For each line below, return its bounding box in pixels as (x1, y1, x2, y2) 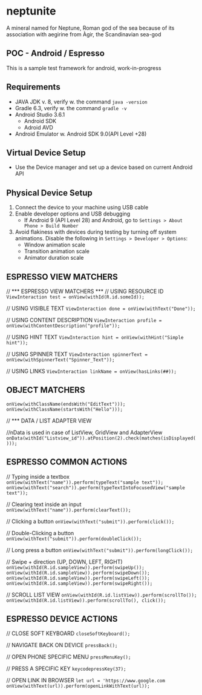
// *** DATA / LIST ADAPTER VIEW (6, 417, 92, 424)
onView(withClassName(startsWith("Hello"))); (6, 406, 123, 412)
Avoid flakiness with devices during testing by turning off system (15, 228, 177, 236)
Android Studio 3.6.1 (15, 111, 65, 118)
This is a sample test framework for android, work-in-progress (6, 64, 161, 71)
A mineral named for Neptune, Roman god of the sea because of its (6, 24, 175, 31)
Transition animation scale (24, 248, 90, 255)
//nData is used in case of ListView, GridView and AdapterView (6, 429, 163, 436)
